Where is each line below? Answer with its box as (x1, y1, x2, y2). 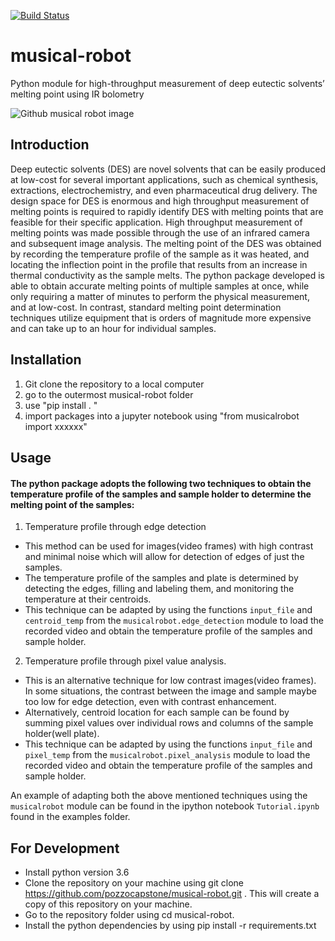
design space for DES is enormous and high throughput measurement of (10, 195, 310, 207)
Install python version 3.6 (24, 866, 130, 878)
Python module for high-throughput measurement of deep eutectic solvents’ (10, 77, 325, 89)
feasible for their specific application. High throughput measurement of (10, 216, 303, 228)
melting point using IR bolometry (10, 88, 145, 100)
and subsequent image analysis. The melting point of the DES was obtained (10, 237, 322, 249)
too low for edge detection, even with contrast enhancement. (24, 696, 277, 708)
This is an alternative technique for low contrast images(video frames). (24, 675, 317, 687)
